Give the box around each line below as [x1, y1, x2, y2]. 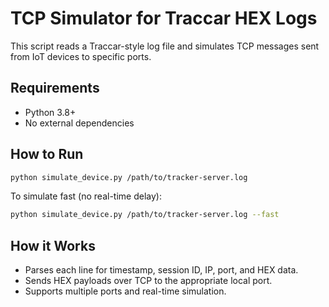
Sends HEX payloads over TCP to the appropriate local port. [24, 275, 273, 287]
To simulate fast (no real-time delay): [10, 190, 162, 202]
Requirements [10, 80, 100, 97]
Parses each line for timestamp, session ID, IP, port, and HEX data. [24, 264, 299, 276]
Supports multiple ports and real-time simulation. [24, 285, 227, 297]
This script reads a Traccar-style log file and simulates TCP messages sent [10, 40, 320, 52]
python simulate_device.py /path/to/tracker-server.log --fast [10, 210, 280, 220]
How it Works [10, 237, 96, 254]
